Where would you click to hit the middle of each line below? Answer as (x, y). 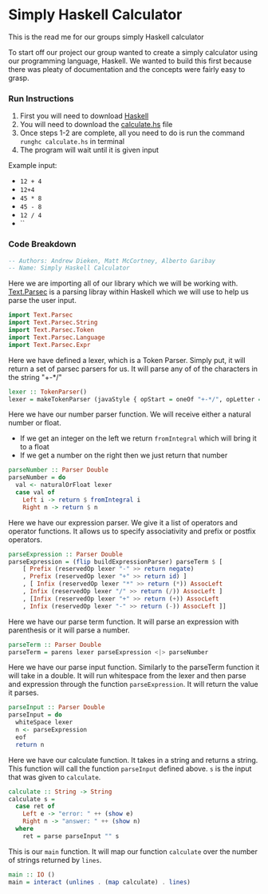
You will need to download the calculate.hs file (96, 125)
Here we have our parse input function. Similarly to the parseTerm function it (134, 667)
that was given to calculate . (55, 776)
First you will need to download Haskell (84, 116)
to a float (34, 447)
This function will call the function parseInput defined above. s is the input (130, 768)
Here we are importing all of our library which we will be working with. (123, 283)
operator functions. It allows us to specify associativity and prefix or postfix (132, 531)
